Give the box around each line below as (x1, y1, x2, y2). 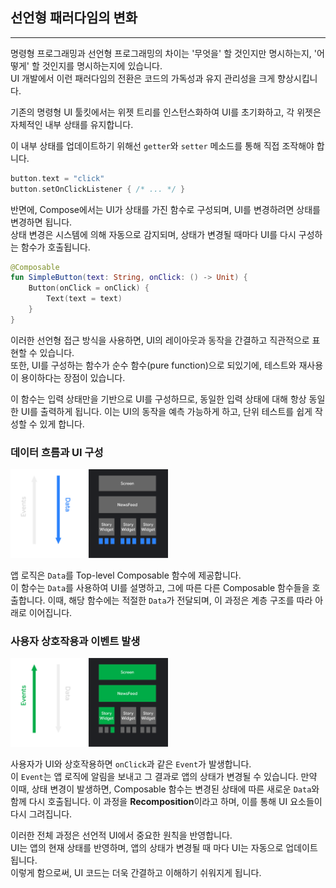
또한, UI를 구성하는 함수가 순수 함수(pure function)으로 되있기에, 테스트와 (10, 359, 297, 371)
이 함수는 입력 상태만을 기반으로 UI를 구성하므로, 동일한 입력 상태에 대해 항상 (10, 393, 307, 405)
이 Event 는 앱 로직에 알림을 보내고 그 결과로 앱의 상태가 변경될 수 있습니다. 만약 (10, 771, 318, 783)
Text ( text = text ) (46, 294, 123, 304)
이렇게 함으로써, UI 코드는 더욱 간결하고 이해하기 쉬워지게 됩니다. (10, 867, 262, 879)
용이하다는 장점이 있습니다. (20, 371, 126, 383)
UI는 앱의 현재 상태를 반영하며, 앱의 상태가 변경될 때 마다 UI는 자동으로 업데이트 (10, 842, 318, 854)
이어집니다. (28, 606, 73, 618)
